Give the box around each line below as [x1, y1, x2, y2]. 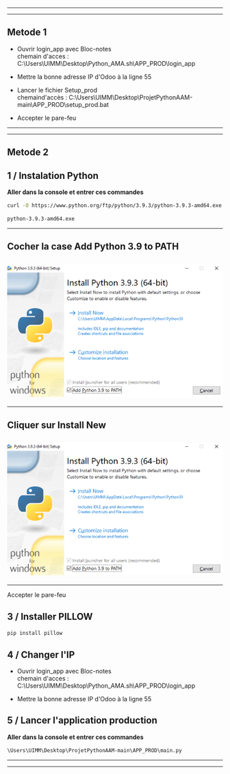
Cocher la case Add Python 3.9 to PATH [7, 241, 179, 252]
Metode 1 [7, 27, 47, 38]
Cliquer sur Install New [7, 419, 106, 431]
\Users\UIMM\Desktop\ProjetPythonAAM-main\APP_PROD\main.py [7, 747, 183, 754]
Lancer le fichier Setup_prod [16, 86, 98, 94]
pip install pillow [7, 630, 63, 637]
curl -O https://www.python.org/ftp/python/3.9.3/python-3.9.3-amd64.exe [7, 202, 222, 209]
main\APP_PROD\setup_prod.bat [16, 100, 110, 108]
